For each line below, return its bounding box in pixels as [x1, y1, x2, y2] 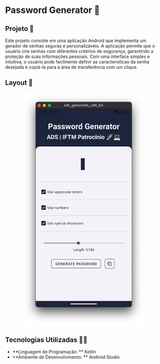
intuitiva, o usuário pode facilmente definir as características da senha [5, 59, 150, 64]
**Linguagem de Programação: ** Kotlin [12, 349, 96, 355]
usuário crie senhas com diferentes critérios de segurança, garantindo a [5, 48, 154, 54]
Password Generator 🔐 [5, 4, 100, 16]
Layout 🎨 [5, 78, 33, 87]
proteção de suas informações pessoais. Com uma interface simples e [5, 53, 150, 59]
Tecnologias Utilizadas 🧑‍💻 [5, 336, 88, 344]
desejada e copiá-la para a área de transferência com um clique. [5, 64, 138, 70]
